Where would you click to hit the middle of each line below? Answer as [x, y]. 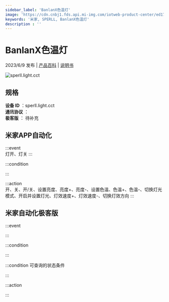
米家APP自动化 [28, 136]
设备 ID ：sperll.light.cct [30, 105]
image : [12, 15]
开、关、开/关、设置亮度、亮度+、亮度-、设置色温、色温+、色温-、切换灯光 [84, 189]
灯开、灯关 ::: [19, 154]
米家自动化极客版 [32, 213]
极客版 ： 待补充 [22, 118]
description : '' [23, 24]
